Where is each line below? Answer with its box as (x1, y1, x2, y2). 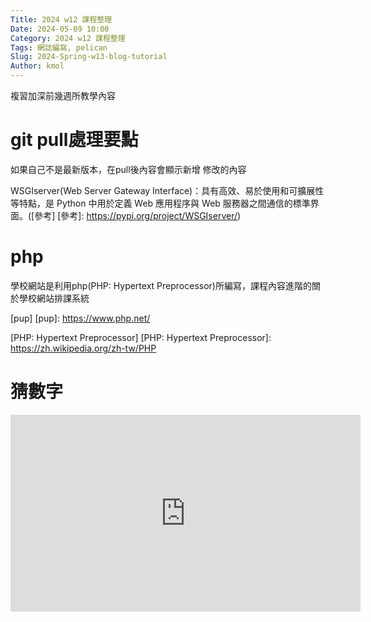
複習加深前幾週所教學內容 (10, 90, 116, 101)
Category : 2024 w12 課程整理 (10, 33, 126, 43)
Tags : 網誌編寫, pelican (10, 42, 108, 53)
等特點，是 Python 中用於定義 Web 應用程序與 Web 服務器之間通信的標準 (10, 197, 311, 209)
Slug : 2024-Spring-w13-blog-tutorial (10, 52, 168, 62)
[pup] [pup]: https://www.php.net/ (10, 312, 151, 324)
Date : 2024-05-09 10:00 (10, 24, 110, 34)
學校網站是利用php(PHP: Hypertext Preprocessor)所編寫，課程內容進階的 (10, 279, 312, 291)
